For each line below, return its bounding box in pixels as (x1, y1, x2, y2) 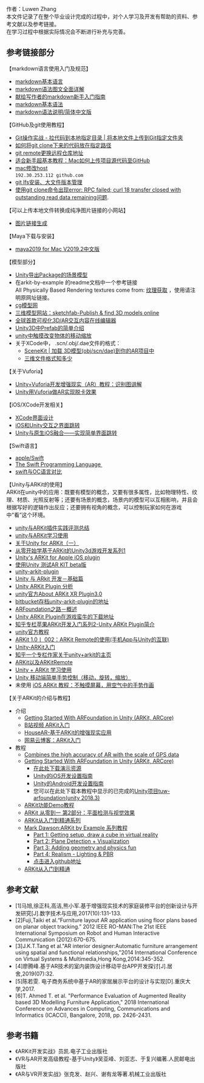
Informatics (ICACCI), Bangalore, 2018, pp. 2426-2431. (15, 1011, 152, 1019)
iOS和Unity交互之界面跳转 (15, 421, 80, 428)
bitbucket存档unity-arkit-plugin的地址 (15, 597, 109, 605)
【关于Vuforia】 (6, 367, 46, 375)
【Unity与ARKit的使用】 (6, 481, 66, 488)
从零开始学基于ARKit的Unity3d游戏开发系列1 (15, 546, 126, 554)
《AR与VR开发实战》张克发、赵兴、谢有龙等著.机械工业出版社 (15, 1070, 167, 1078)
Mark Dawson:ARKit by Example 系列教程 (24, 824, 128, 831)
